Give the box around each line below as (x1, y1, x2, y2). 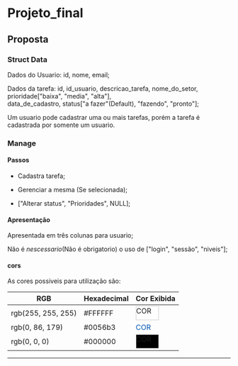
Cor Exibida (135, 294, 176, 304)
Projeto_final (7, 5, 84, 21)
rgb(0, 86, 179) (11, 323, 64, 333)
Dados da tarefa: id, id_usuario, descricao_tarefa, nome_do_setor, (7, 84, 198, 93)
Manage (7, 138, 37, 148)
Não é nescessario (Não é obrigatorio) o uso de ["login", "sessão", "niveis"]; (7, 245, 228, 253)
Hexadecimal (84, 294, 129, 304)
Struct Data (7, 55, 47, 65)
